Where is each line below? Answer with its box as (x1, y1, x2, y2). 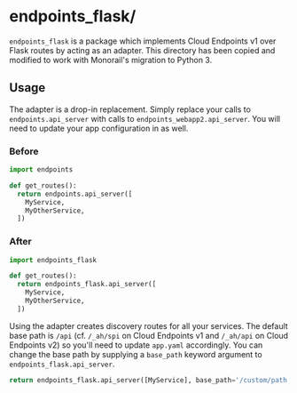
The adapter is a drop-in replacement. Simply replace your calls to (9, 104, 251, 115)
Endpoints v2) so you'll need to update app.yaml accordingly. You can (9, 340, 263, 350)
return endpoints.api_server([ (17, 189, 133, 198)
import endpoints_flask (9, 255, 98, 264)
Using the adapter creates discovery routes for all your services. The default (9, 320, 288, 331)
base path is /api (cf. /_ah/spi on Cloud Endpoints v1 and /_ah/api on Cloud (9, 330, 289, 341)
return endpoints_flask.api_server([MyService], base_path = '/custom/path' (9, 375, 292, 384)
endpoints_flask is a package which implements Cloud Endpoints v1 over (9, 36, 277, 46)
